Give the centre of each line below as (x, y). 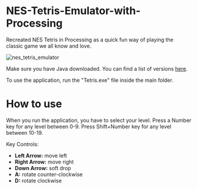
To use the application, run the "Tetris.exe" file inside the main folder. (90, 80)
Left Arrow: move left (41, 155)
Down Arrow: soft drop (43, 168)
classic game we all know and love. (49, 46)
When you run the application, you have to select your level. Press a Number (99, 120)
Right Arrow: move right (44, 162)
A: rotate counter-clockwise (49, 174)
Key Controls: (23, 144)
